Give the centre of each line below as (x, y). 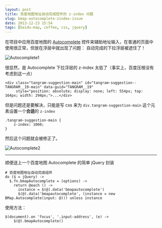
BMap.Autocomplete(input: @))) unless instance (54, 198)
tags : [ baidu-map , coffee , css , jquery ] (46, 28)
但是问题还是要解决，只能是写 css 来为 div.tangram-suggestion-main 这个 (78, 105)
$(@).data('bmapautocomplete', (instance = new (67, 194)
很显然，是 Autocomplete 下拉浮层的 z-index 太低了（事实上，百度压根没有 (80, 68)
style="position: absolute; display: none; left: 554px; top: (80, 91)
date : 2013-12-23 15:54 (29, 23)
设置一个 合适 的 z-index (32, 111)
